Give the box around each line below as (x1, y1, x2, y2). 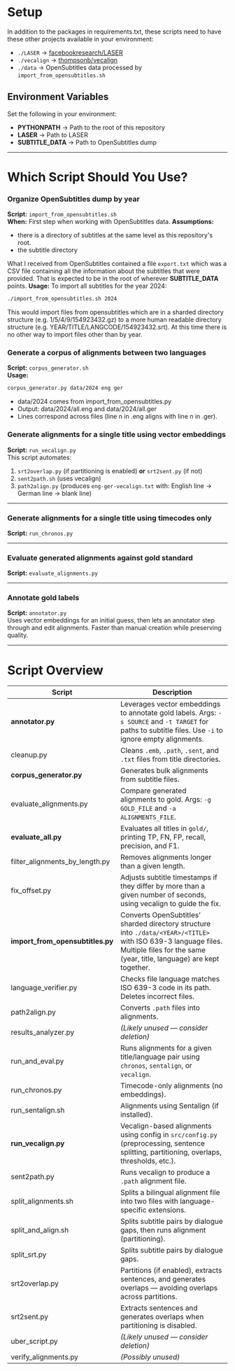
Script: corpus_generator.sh (7, 363, 89, 372)
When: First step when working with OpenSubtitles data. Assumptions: (7, 218, 214, 226)
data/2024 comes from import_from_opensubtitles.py (17, 397, 172, 406)
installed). (120, 1110, 153, 1120)
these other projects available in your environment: (7, 34, 154, 43)
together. (120, 963, 150, 973)
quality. (7, 631, 29, 639)
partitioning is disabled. (120, 1321, 197, 1330)
